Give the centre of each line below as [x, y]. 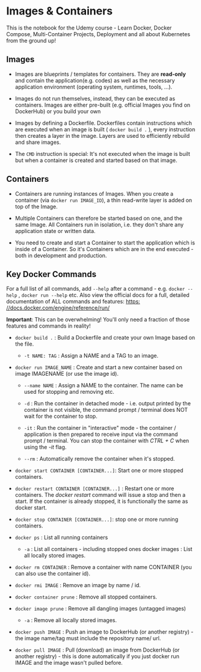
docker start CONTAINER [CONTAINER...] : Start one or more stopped [99, 470]
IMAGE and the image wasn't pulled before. [69, 663]
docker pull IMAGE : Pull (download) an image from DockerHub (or [97, 650]
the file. [24, 344]
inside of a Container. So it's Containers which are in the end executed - [104, 249]
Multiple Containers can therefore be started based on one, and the [98, 218]
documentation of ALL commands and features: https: [73, 302]
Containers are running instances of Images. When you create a [94, 193]
